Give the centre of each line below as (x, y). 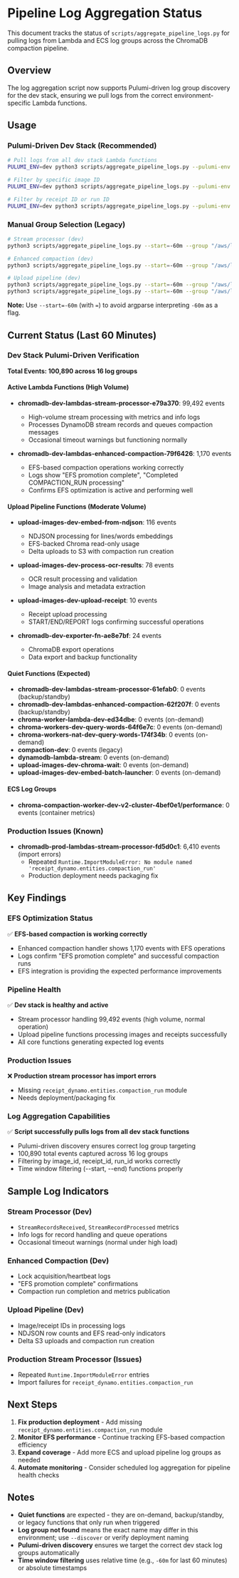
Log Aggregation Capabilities (59, 1116)
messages (43, 432)
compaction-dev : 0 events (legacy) (70, 750)
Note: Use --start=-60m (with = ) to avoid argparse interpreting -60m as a (113, 305)
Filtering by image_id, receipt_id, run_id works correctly (99, 1161)
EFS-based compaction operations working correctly (106, 467)
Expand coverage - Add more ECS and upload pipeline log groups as (119, 1452)
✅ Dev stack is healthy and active (58, 1005)
